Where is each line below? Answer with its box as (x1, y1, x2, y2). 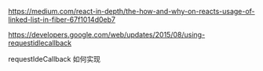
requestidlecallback (8, 38, 72, 48)
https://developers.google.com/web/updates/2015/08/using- (8, 30, 206, 39)
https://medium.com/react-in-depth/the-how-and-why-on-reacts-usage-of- (8, 7, 255, 16)
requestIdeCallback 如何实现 (8, 55, 100, 63)
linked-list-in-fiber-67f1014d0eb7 (8, 15, 116, 24)
